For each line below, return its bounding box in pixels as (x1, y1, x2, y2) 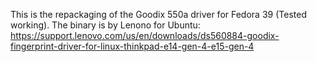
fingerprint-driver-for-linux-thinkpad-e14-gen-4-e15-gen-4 (10, 40, 255, 52)
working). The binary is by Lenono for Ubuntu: (10, 19, 201, 31)
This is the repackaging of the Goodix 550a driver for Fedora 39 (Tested (10, 9, 307, 20)
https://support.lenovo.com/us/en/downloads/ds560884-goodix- (10, 30, 280, 41)
